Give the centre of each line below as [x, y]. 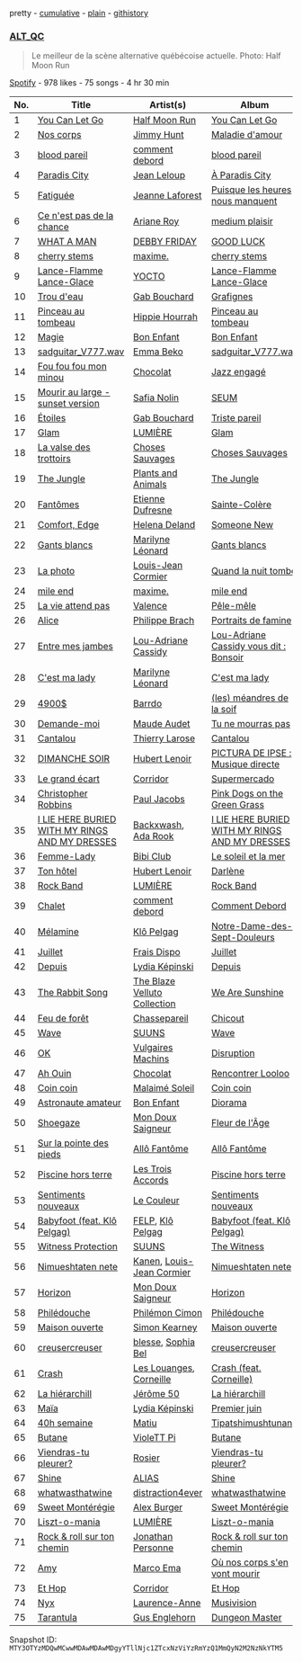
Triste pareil [236, 418]
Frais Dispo [157, 952]
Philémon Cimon [168, 1313]
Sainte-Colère [241, 505]
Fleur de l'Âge [240, 1123]
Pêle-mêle [234, 606]
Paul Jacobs [160, 800]
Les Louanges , [164, 1368]
